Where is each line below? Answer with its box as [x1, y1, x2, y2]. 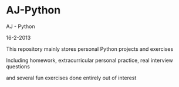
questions [6, 62, 31, 70]
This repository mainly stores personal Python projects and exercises [6, 45, 174, 53]
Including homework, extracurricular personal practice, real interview [6, 57, 173, 64]
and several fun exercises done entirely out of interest [6, 74, 137, 81]
